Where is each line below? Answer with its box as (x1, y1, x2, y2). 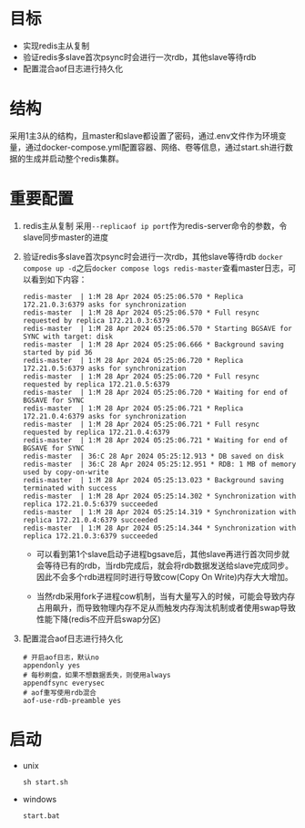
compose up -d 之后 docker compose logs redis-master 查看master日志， (22, 262, 289, 274)
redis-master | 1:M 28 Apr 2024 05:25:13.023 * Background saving (22, 475, 284, 484)
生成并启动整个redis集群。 (25, 152, 125, 164)
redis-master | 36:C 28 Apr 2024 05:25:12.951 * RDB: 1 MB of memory (22, 460, 297, 469)
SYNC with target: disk (22, 332, 114, 341)
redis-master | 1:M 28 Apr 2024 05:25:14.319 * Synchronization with (22, 507, 297, 516)
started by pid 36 (22, 347, 93, 357)
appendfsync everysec (22, 678, 105, 688)
